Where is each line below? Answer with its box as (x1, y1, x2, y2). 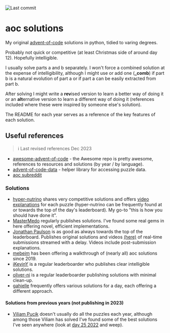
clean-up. (12, 277, 33, 284)
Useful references (5, 131, 64, 140)
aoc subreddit (12, 172, 42, 178)
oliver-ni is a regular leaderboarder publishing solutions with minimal (12, 272, 157, 278)
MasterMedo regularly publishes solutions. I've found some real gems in (12, 218, 164, 224)
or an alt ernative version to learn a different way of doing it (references (5, 96, 154, 102)
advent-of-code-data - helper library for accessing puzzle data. (12, 166, 147, 173)
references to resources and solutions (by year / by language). (12, 161, 144, 167)
